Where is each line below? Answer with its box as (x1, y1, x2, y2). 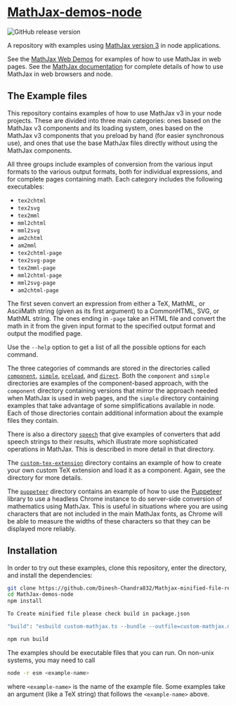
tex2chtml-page (17, 249, 63, 257)
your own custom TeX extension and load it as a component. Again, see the (7, 466, 226, 474)
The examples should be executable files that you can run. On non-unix (7, 648, 214, 656)
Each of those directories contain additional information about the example (7, 409, 223, 417)
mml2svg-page (17, 279, 56, 286)
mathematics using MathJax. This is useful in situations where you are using (7, 502, 228, 510)
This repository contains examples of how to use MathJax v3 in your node (7, 108, 222, 117)
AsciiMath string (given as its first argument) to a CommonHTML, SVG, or (7, 307, 220, 315)
